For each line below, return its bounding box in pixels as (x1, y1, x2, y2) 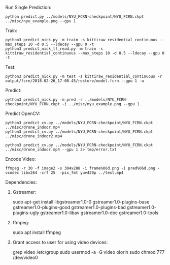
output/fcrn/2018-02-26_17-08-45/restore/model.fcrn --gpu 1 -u (5, 78, 144, 83)
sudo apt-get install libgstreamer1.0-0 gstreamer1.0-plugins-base (12, 199, 150, 205)
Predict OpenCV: (5, 110, 41, 116)
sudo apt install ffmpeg (12, 229, 61, 235)
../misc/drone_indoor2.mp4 (5, 134, 62, 139)
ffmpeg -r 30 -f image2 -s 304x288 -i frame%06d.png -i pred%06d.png (5, 166, 156, 171)
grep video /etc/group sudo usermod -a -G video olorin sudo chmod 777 (12, 249, 165, 255)
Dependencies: (5, 179, 37, 185)
